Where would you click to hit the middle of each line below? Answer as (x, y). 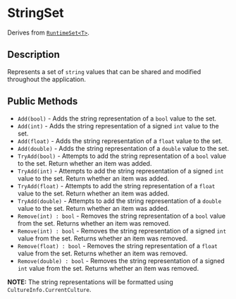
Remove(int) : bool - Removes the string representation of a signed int (122, 231)
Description (33, 55)
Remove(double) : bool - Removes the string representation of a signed (121, 261)
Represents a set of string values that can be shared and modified (104, 71)
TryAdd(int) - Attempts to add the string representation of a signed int (120, 171)
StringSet (36, 13)
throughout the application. (47, 79)
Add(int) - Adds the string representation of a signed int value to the (118, 126)
